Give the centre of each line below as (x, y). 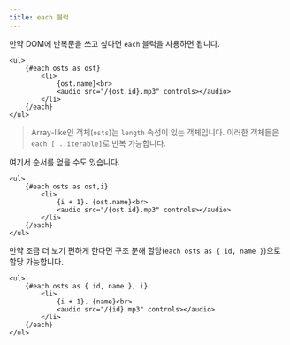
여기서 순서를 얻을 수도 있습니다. (65, 162)
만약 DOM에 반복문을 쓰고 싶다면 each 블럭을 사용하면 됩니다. (114, 43)
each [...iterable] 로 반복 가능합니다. (98, 143)
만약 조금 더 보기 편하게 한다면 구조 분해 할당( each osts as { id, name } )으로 (145, 250)
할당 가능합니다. (37, 261)
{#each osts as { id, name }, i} (87, 286)
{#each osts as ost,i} (67, 187)
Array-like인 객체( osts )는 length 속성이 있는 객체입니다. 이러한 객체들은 (155, 132)
